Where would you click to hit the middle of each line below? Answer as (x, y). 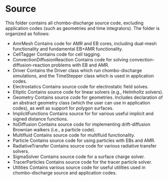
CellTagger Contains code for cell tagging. (57, 54)
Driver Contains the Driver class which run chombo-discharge (77, 70)
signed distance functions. (40, 119)
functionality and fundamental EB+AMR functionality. (68, 49)
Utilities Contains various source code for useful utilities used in (79, 167)
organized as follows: (27, 33)
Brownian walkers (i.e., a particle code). (54, 129)
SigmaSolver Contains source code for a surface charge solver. (79, 156)
